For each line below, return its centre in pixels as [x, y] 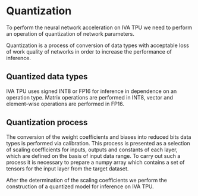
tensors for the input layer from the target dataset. [67, 169]
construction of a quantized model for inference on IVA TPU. [80, 186]
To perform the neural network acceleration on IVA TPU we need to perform [99, 27]
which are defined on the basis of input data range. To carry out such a [93, 155]
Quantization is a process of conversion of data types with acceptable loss [98, 45]
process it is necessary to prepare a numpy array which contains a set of [96, 162]
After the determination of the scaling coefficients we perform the [87, 180]
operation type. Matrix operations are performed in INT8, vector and [90, 97]
